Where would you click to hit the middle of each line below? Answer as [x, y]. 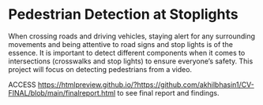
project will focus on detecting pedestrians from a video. [100, 69]
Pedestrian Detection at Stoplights [123, 14]
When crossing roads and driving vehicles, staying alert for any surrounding [131, 36]
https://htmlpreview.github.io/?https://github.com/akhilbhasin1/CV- [146, 85]
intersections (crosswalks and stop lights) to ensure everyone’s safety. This [131, 61]
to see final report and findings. [168, 92]
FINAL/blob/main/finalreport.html [62, 92]
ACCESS [23, 85]
